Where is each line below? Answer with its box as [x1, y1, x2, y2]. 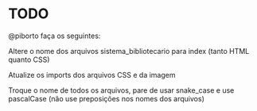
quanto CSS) [8, 55, 50, 64]
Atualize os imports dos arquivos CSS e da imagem [8, 70, 176, 79]
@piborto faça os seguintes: [8, 31, 101, 40]
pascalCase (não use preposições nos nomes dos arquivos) [8, 94, 204, 103]
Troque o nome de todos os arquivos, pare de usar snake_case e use [8, 85, 235, 95]
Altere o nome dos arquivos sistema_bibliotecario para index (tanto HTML [8, 46, 250, 55]
